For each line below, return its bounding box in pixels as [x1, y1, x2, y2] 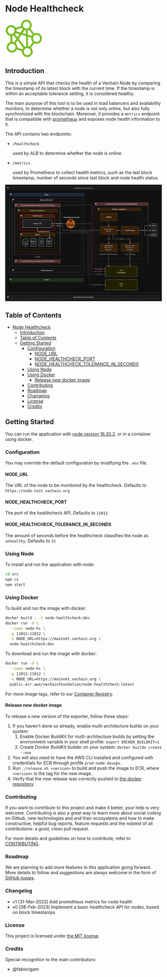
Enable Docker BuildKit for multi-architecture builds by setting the [19, 733, 155, 739]
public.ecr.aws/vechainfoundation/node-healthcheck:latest [9, 682, 135, 687]
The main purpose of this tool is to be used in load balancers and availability [5, 100, 161, 106]
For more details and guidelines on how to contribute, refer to [5, 835, 131, 841]
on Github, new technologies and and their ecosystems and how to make [5, 815, 155, 821]
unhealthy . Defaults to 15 [5, 538, 56, 544]
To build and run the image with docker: [5, 605, 87, 611]
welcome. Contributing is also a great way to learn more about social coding [5, 810, 162, 816]
